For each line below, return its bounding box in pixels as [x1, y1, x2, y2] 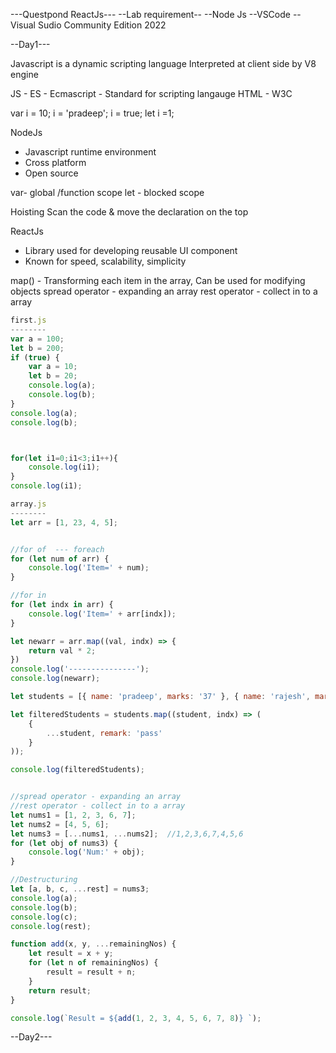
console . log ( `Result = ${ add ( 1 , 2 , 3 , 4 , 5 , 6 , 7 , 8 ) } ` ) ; [10, 1013, 262, 1023]
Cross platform [24, 157, 87, 168]
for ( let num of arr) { [10, 554, 110, 564]
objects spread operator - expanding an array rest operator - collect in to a [10, 285, 318, 297]
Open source [24, 167, 79, 179]
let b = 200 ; [10, 343, 65, 353]
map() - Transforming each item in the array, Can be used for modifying [10, 275, 306, 286]
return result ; [28, 985, 92, 996]
